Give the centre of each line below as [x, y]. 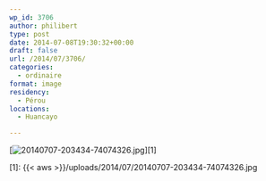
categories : [31, 68]
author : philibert [43, 26]
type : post [30, 34]
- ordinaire [40, 76]
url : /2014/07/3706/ [48, 59]
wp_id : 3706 [31, 17]
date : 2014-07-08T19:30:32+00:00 [72, 42]
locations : [30, 109]
